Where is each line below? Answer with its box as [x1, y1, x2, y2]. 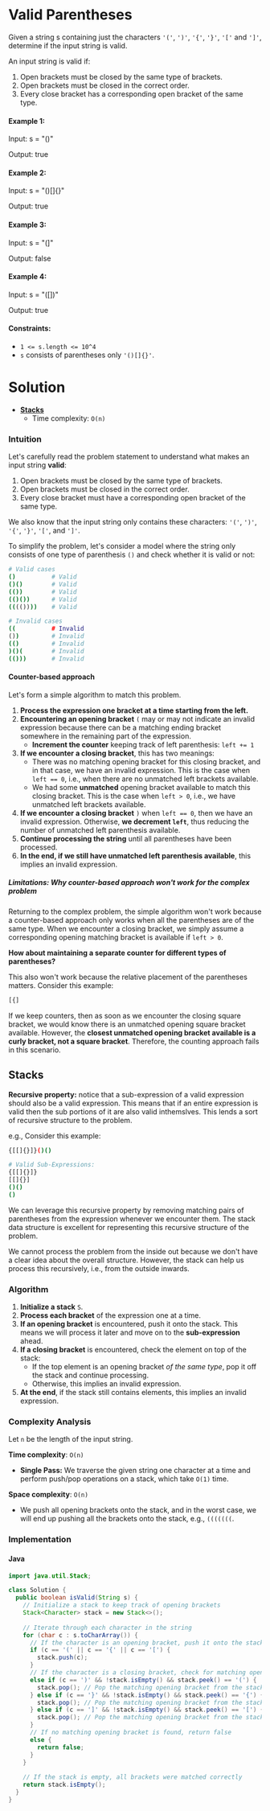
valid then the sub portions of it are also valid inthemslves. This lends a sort [8, 1106, 259, 1116]
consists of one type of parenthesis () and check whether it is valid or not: [8, 549, 256, 560]
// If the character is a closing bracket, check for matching [29, 1669, 247, 1677]
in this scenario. [8, 1044, 62, 1055]
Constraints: [8, 323, 51, 333]
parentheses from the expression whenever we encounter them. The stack [8, 1213, 256, 1224]
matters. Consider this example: [8, 980, 114, 990]
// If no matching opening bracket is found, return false [29, 1728, 231, 1737]
